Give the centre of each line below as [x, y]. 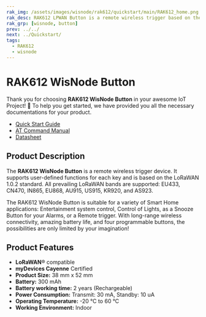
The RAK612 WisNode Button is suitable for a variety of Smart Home [93, 202]
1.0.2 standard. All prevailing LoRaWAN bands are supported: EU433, [93, 184]
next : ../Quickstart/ [34, 35]
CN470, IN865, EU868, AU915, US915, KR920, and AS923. [80, 190]
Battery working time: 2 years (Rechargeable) [74, 288]
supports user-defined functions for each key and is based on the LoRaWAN [103, 177]
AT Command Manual [43, 130]
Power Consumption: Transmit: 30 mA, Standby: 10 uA [85, 295]
